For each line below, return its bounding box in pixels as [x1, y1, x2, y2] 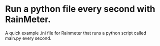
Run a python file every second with [5, 3, 156, 15]
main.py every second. [5, 35, 52, 41]
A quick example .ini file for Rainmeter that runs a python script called [5, 30, 147, 36]
